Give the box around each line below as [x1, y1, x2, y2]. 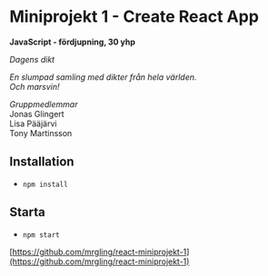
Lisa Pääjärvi [9, 118, 57, 129]
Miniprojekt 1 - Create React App [9, 6, 259, 27]
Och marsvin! [9, 81, 61, 92]
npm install [22, 180, 68, 189]
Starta [9, 204, 45, 220]
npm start [22, 230, 61, 240]
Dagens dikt [9, 54, 55, 64]
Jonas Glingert [9, 108, 65, 119]
